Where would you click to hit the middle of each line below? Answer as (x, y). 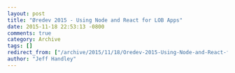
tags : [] (20, 46)
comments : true (29, 33)
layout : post (26, 14)
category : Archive (34, 40)
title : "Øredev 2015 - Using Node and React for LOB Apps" (95, 20)
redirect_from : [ (33, 53)
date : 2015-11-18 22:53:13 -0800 (56, 26)
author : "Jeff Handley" (42, 59)
